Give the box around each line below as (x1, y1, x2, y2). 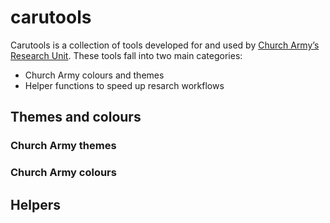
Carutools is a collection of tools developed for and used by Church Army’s (10, 39, 320, 51)
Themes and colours (10, 109, 142, 126)
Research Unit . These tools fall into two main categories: (10, 49, 243, 61)
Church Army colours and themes (24, 69, 165, 81)
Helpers (10, 196, 61, 213)
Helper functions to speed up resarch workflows (24, 79, 225, 91)
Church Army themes (10, 139, 117, 153)
